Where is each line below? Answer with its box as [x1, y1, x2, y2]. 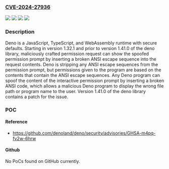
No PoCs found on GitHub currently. [5, 158, 80, 164]
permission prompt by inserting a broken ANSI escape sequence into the [5, 56, 156, 62]
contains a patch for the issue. [5, 94, 69, 100]
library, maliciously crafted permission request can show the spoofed [5, 51, 149, 57]
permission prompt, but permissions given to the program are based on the [5, 67, 161, 73]
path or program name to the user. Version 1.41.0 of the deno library [5, 88, 146, 94]
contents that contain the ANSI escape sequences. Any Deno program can [5, 72, 160, 78]
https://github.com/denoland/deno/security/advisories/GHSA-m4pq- [12, 130, 156, 136]
